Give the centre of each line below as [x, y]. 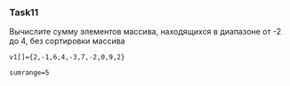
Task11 [24, 12]
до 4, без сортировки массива [67, 41]
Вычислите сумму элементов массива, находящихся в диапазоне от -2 [145, 32]
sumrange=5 [29, 73]
